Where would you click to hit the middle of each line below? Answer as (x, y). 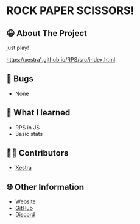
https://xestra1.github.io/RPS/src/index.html (61, 60)
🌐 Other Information (45, 187)
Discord (25, 215)
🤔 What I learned (38, 113)
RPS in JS (27, 127)
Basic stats (29, 134)
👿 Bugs (20, 79)
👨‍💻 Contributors (37, 153)
